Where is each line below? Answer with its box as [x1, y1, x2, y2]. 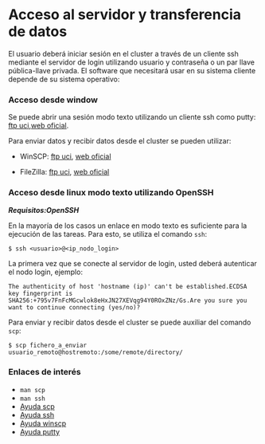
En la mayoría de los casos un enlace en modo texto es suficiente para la [8, 221, 247, 230]
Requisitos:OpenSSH [8, 205, 80, 214]
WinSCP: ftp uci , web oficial [19, 151, 111, 161]
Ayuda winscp [19, 418, 67, 428]
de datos [8, 22, 68, 41]
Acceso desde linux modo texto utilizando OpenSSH [8, 187, 214, 198]
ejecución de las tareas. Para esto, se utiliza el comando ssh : [8, 229, 208, 238]
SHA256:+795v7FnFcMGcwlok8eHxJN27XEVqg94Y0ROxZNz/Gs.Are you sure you [8, 297, 247, 305]
